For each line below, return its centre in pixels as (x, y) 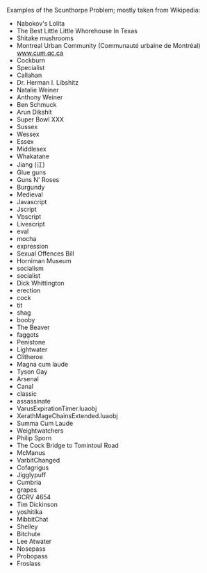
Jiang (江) (31, 165)
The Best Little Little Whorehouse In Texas (77, 31)
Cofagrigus (33, 467)
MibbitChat (32, 519)
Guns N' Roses (38, 180)
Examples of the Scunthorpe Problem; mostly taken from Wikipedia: (104, 10)
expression (32, 246)
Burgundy (31, 187)
